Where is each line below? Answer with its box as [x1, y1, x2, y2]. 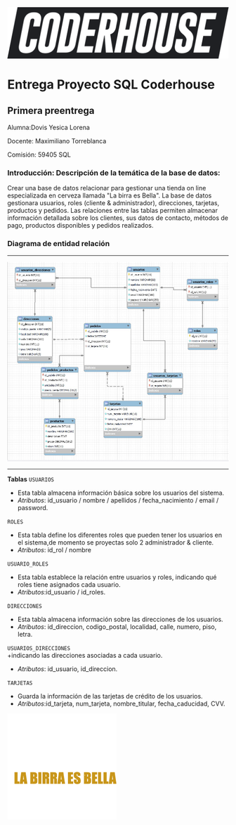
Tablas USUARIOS [7, 475, 55, 483]
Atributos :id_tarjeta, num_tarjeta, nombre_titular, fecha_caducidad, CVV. [17, 699, 225, 708]
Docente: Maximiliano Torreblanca [7, 137, 107, 145]
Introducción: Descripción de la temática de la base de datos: [7, 168, 221, 178]
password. [17, 504, 48, 512]
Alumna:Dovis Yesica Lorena [7, 123, 90, 132]
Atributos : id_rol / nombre [17, 546, 91, 554]
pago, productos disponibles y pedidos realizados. [7, 221, 154, 230]
